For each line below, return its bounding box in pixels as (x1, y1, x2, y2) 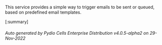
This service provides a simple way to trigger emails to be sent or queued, (5, 4, 155, 10)
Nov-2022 (5, 35, 26, 41)
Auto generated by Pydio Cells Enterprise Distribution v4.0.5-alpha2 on (5, 30, 149, 36)
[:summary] (5, 19, 28, 24)
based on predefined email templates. (5, 9, 82, 15)
